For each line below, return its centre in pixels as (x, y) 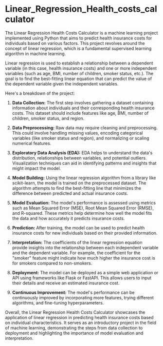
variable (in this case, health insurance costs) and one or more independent (81, 68)
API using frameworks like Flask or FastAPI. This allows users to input (82, 278)
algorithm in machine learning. (36, 53)
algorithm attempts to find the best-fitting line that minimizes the (76, 188)
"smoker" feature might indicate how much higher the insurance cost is (84, 258)
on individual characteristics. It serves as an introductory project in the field (81, 323)
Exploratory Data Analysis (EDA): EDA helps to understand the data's (82, 153)
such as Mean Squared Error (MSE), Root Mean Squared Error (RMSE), (83, 208)
